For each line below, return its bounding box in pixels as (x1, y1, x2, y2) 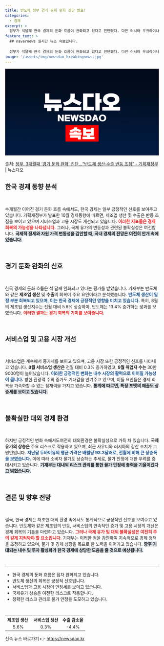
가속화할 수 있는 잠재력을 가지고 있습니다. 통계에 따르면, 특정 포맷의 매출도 (14, 383, 154, 389)
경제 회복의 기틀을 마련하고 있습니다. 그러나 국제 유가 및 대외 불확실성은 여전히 (5, 529, 152, 535)
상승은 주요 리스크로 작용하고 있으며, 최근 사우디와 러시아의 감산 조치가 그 (18, 443, 157, 450)
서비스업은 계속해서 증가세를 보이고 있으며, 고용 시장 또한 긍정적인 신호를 (5, 358, 143, 364)
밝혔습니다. (10, 468, 32, 474)
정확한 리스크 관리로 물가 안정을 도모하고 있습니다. (12, 596, 107, 602)
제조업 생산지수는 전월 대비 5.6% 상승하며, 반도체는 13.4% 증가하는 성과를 (10, 303, 151, 309)
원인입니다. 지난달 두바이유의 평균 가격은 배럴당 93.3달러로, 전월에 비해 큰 (5, 450, 145, 456)
